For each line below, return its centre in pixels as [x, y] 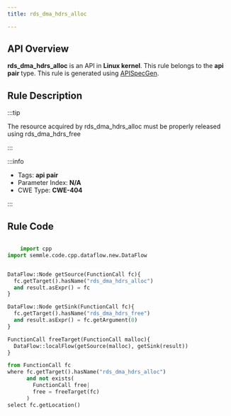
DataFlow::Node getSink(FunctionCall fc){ [71, 307]
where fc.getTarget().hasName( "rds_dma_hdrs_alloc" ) [87, 372]
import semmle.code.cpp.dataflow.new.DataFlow [77, 255]
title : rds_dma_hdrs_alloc [47, 14]
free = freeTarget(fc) [66, 392]
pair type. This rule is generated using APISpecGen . [83, 73]
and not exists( [50, 379]
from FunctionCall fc [39, 366]
